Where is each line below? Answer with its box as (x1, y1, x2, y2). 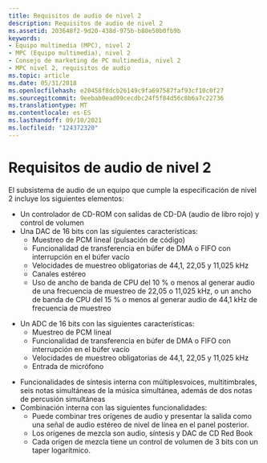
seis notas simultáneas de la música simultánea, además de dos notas (19, 385, 253, 395)
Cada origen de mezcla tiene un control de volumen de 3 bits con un (31, 436, 258, 446)
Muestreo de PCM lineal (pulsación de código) (31, 235, 186, 244)
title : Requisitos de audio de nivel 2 (8, 11, 142, 20)
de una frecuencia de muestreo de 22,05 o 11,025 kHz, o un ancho (31, 286, 252, 296)
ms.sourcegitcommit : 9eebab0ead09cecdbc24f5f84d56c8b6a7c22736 (8, 94, 225, 102)
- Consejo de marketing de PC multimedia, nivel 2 (8, 57, 181, 65)
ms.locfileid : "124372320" (8, 124, 99, 132)
